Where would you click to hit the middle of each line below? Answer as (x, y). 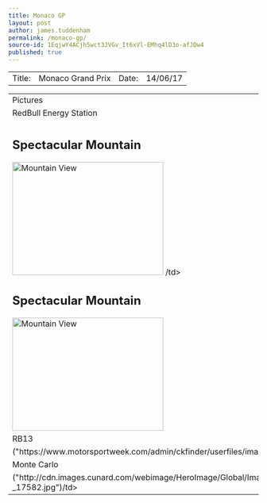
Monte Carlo (35, 465)
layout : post (30, 23)
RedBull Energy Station (55, 113)
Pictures (28, 100)
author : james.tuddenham (49, 30)
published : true (35, 52)
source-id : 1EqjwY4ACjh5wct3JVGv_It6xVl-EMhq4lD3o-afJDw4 (106, 45)
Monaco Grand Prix (75, 78)
